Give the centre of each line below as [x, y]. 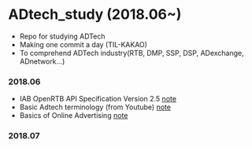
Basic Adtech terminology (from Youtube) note [95, 107]
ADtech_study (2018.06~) [95, 15]
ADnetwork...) [42, 61]
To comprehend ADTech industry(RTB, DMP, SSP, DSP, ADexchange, [132, 53]
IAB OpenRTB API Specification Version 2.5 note [98, 99]
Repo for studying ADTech [62, 36]
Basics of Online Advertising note [74, 116]
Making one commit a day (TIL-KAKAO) [83, 44]
